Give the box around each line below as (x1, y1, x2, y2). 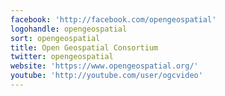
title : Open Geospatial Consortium (10, 42, 159, 53)
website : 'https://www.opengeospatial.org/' (10, 61, 199, 71)
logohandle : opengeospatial (10, 24, 128, 34)
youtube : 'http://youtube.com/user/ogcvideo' (10, 71, 203, 81)
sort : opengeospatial (10, 33, 101, 43)
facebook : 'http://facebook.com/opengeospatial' (10, 14, 217, 25)
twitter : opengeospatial (10, 52, 114, 62)
